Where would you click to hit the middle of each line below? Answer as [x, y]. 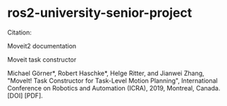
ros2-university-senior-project [100, 13]
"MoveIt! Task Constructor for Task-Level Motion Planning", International [112, 80]
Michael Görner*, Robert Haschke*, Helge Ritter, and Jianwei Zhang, [106, 73]
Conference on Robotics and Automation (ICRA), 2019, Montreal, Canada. [114, 88]
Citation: [19, 32]
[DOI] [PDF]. [25, 95]
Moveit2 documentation [42, 46]
